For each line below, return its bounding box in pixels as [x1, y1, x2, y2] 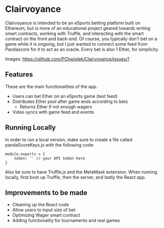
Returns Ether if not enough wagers [19, 103, 92, 110]
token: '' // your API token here [14, 155, 85, 161]
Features [5, 71, 33, 79]
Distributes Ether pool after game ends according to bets [12, 98, 128, 104]
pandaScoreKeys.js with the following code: [5, 142, 95, 148]
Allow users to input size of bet [12, 207, 76, 213]
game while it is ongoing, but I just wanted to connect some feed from [5, 41, 148, 47]
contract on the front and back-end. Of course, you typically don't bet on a [5, 36, 158, 42]
